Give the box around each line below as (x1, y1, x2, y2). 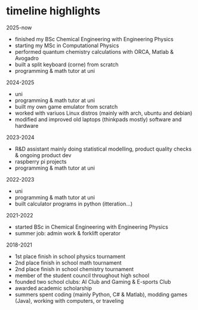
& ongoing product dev (14, 151, 72, 159)
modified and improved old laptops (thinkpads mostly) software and (14, 115, 182, 123)
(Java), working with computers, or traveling (14, 297, 124, 304)
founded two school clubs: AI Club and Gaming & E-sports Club (14, 278, 171, 285)
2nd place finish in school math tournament (14, 259, 122, 266)
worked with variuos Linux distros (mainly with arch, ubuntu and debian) (14, 109, 193, 116)
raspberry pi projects (14, 158, 67, 165)
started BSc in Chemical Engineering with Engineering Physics (14, 223, 169, 231)
